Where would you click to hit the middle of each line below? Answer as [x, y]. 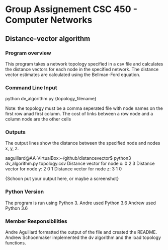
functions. [16, 243]
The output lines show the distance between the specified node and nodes [83, 143]
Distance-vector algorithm [48, 39]
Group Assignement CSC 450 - [71, 9]
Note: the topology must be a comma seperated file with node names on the [84, 108]
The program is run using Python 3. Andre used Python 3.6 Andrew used [80, 203]
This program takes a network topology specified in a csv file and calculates [84, 64]
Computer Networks [49, 20]
